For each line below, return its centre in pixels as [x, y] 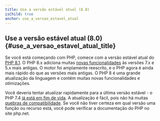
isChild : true [19, 14]
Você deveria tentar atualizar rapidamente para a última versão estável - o [79, 93]
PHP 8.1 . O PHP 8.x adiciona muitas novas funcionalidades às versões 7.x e [80, 63]
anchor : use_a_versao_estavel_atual [42, 18]
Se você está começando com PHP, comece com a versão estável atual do [80, 58]
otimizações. [18, 84]
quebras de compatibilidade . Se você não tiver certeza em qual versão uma [80, 103]
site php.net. [17, 113]
